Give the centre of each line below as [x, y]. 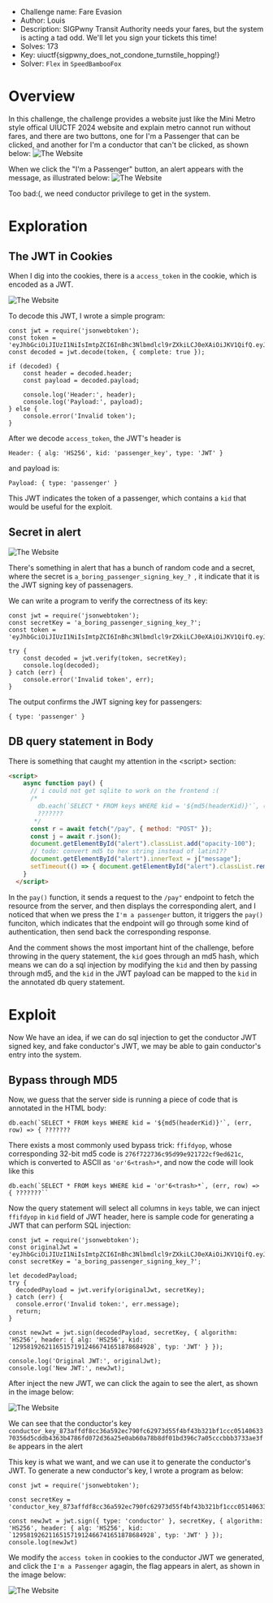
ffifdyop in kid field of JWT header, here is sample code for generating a [131, 1217]
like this [21, 1171]
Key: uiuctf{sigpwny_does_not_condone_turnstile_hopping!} [120, 55]
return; [29, 1311]
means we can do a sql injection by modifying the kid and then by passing [133, 964]
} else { [23, 409]
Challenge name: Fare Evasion [71, 12]
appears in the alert [50, 1446]
